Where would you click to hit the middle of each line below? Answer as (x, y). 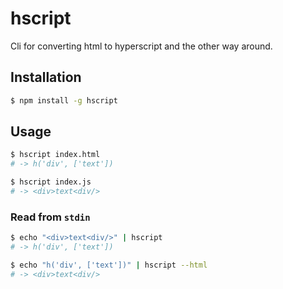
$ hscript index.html (55, 155)
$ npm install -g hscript (64, 100)
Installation (46, 77)
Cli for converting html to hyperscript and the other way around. (141, 46)
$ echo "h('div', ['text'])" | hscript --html (109, 265)
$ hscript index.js (51, 182)
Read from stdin (50, 217)
